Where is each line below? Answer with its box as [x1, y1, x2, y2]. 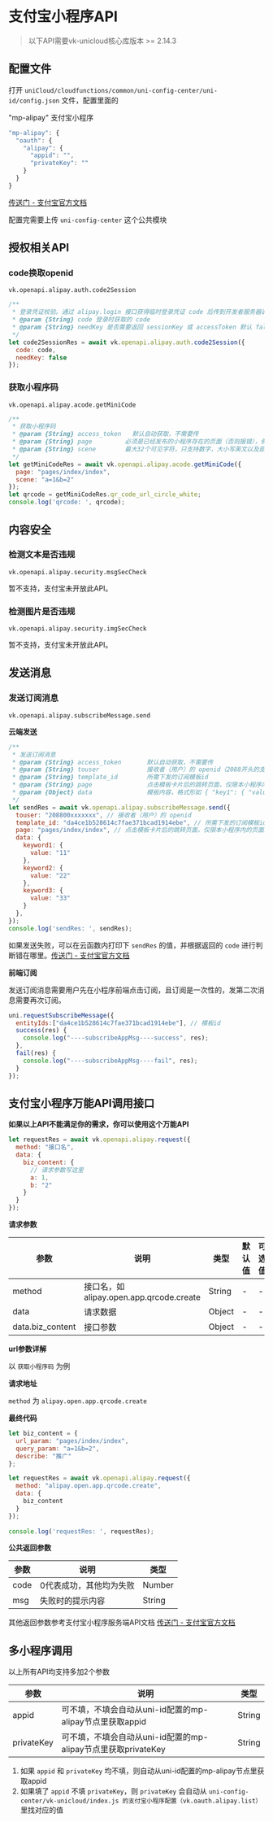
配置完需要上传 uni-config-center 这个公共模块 [8, 215, 167, 224]
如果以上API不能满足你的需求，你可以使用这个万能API [8, 1119, 189, 1129]
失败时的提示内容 [39, 1595, 106, 1606]
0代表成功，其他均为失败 [39, 1580, 136, 1591]
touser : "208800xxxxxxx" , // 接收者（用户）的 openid [15, 811, 193, 819]
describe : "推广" [15, 1452, 72, 1460]
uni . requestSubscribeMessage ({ [8, 1011, 115, 1019]
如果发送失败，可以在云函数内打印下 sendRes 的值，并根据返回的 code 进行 [8, 940, 256, 950]
